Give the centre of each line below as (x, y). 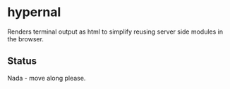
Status (22, 61)
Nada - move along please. (47, 78)
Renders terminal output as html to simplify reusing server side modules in (115, 32)
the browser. (26, 39)
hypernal (34, 12)
